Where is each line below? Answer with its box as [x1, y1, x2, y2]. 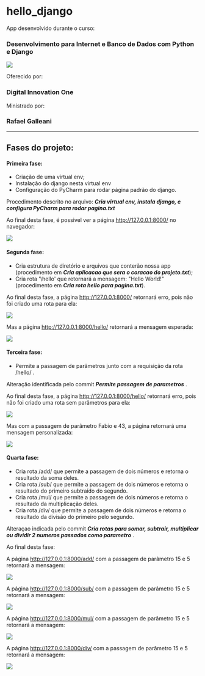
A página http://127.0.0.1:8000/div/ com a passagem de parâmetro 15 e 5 [6, 645, 188, 652]
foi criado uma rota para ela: [6, 299, 77, 307]
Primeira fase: [6, 160, 43, 167]
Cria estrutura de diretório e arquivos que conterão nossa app [15, 262, 171, 270]
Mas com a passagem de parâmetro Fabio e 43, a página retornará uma [6, 422, 187, 429]
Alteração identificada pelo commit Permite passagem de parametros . [6, 380, 187, 388]
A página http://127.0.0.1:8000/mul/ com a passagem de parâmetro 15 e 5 [6, 615, 190, 622]
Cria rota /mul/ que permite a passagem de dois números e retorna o [15, 494, 188, 501]
